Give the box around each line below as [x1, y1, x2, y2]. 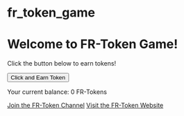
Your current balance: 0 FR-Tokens [7, 88, 108, 96]
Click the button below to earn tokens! [7, 59, 117, 68]
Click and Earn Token [10, 74, 66, 81]
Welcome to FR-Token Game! [7, 37, 178, 52]
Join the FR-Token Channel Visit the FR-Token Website [7, 101, 164, 110]
